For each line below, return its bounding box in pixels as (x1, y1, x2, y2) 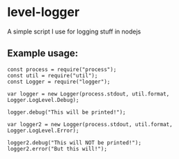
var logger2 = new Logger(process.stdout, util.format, (7, 121, 173, 128)
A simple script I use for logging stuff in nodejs (7, 27, 141, 36)
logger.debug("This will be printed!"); (7, 109, 127, 116)
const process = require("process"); (7, 66, 117, 73)
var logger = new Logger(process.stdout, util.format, (7, 90, 170, 98)
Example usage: (7, 47, 79, 59)
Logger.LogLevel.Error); (7, 127, 79, 134)
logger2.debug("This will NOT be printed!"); (7, 139, 141, 146)
